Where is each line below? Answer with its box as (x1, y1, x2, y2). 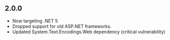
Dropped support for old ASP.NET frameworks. (12, 23, 112, 29)
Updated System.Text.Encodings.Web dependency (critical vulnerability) (12, 28, 166, 35)
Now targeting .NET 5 (12, 17, 58, 24)
